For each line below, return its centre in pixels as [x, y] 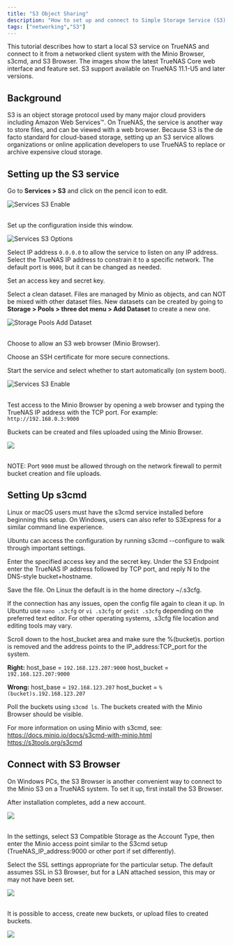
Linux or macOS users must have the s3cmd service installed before [105, 512]
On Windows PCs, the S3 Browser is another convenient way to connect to [114, 781]
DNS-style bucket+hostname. [50, 576]
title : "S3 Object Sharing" [48, 14]
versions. [20, 76]
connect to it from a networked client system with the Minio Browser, [106, 54]
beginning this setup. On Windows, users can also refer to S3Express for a [114, 519]
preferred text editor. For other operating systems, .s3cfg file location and [113, 618]
